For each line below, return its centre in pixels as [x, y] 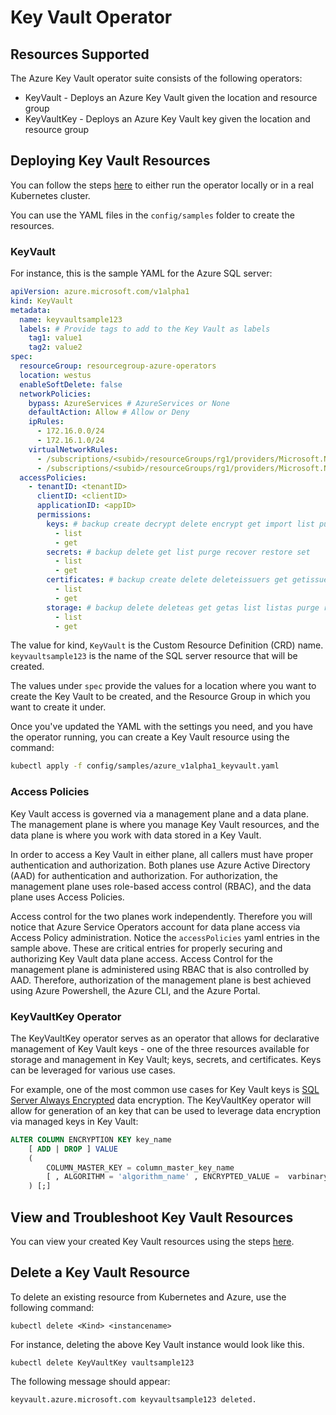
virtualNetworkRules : [73, 449]
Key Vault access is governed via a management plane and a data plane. [159, 813]
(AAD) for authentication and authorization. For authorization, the [144, 875]
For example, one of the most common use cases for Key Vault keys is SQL [165, 1089]
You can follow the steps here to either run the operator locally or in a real [162, 185]
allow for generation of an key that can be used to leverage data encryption [166, 1110]
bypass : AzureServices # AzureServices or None [129, 403]
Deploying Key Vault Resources [110, 161]
